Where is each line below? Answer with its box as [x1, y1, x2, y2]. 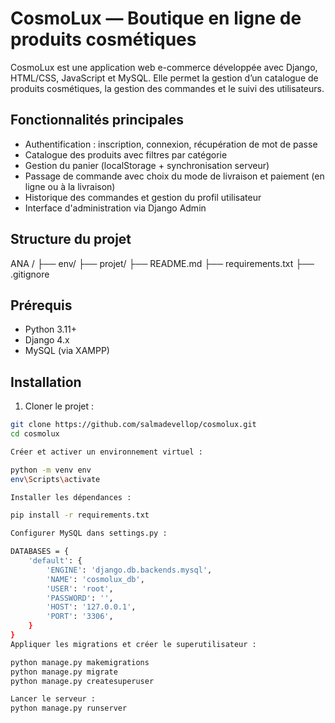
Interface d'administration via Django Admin [24, 202, 207, 214]
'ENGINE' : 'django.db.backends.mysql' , [46, 565, 213, 575]
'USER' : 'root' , [46, 583, 114, 594]
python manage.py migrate [10, 667, 118, 677]
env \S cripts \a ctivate [10, 474, 101, 484]
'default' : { [28, 556, 83, 566]
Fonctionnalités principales [10, 112, 185, 129]
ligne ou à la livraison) [24, 180, 116, 192]
